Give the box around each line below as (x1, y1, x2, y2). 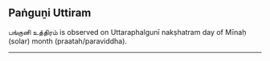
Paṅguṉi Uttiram (8, 6, 92, 20)
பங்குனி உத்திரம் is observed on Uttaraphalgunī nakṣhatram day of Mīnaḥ (8, 27, 247, 36)
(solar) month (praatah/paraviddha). (8, 36, 127, 46)
